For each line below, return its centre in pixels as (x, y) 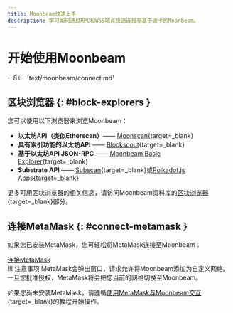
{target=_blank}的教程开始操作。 (55, 302)
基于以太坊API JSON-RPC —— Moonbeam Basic (89, 154)
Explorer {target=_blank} (53, 161)
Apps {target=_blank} (48, 178)
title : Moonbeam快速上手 (42, 14)
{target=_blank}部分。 (40, 202)
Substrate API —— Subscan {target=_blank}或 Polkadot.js (101, 170)
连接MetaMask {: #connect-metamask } (98, 226)
